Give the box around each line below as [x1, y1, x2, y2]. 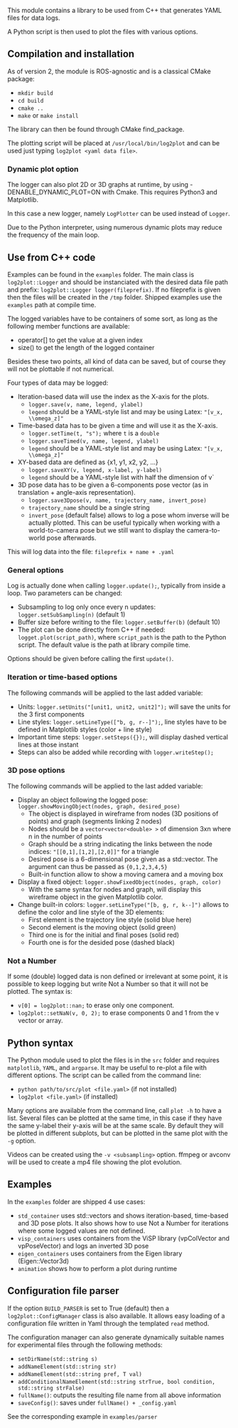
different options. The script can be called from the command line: [7, 1071, 202, 1079]
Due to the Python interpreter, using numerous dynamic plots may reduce [7, 223, 222, 232]
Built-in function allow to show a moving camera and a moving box [28, 870, 224, 878]
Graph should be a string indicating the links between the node [28, 839, 213, 848]
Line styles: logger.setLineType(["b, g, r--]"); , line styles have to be [17, 717, 227, 726]
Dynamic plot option [7, 164, 79, 174]
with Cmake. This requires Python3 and [102, 188, 218, 197]
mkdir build [17, 89, 53, 97]
